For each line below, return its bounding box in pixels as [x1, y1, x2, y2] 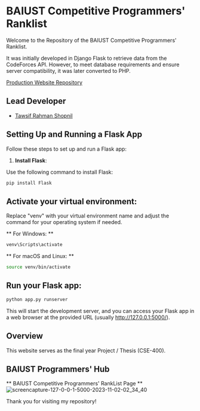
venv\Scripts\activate [6, 242, 63, 248]
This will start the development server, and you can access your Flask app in [6, 307, 195, 314]
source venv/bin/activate [6, 264, 70, 270]
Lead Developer [6, 96, 66, 106]
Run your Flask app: [6, 281, 82, 291]
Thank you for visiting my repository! [6, 398, 97, 405]
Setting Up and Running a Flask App [6, 130, 142, 140]
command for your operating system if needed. [6, 219, 122, 226]
